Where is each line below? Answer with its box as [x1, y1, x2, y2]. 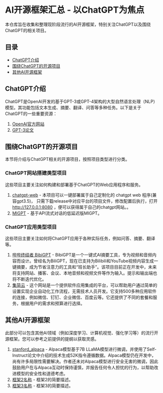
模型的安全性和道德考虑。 [16, 370, 68, 376]
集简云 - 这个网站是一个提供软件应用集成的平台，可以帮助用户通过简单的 [12, 282, 158, 288]
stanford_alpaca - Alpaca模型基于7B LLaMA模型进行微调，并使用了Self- [12, 346, 157, 352]
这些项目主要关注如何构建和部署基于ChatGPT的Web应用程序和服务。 [5, 182, 144, 188]
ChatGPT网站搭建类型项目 [5, 170, 67, 176]
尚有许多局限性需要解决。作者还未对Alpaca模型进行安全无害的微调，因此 [12, 358, 159, 364]
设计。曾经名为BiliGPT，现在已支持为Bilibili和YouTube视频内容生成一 [20, 258, 159, 264]
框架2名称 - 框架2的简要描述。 [12, 376, 73, 382]
